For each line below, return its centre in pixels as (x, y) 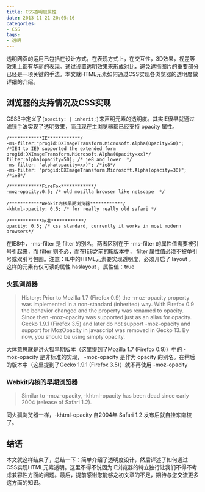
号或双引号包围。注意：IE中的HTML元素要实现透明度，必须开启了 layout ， (100, 259)
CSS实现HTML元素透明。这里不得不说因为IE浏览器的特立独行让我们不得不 (99, 467)
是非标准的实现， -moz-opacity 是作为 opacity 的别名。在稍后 (117, 357)
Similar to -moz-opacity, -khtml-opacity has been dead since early (105, 396)
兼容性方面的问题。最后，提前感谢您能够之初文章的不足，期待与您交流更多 (105, 475)
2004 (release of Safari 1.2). (56, 403)
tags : (13, 35)
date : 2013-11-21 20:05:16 (41, 18)
